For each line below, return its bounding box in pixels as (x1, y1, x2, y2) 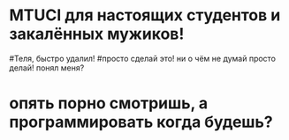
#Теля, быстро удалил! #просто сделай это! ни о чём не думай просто (9, 53, 277, 63)
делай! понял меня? (9, 63, 85, 73)
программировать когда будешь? (9, 112, 273, 132)
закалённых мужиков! (9, 24, 185, 44)
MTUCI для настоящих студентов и (9, 5, 281, 26)
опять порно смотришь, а (9, 93, 209, 114)
